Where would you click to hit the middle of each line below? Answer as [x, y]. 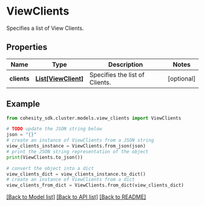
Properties [27, 47]
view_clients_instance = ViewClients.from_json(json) [76, 146]
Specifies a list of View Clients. [45, 28]
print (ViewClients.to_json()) [45, 157]
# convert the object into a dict [50, 168]
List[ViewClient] [60, 79]
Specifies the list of [117, 74]
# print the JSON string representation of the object [77, 151]
